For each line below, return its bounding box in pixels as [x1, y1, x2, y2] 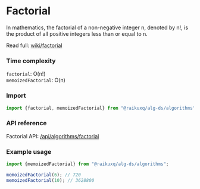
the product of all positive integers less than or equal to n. [6, 30, 148, 37]
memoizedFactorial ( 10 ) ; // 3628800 [6, 177, 95, 183]
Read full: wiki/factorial [6, 42, 62, 49]
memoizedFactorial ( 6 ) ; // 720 [6, 172, 82, 178]
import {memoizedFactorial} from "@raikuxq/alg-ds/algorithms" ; [6, 161, 169, 167]
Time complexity [6, 57, 56, 65]
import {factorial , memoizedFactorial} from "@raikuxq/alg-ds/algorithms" [6, 105, 196, 111]
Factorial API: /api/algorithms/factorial [6, 132, 99, 140]
